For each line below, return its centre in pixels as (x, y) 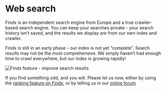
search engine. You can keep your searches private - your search (86, 27)
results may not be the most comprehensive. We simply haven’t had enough (83, 53)
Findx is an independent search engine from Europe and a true (69, 22)
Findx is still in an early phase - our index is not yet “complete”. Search (78, 48)
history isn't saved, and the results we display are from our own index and (81, 33)
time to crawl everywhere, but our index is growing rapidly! (66, 58)
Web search (31, 9)
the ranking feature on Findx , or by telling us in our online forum (71, 83)
